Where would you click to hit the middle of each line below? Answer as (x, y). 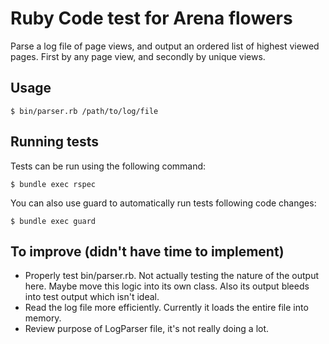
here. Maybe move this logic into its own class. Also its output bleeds (167, 286)
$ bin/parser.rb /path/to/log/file (84, 111)
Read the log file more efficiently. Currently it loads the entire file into (166, 308)
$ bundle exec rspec (53, 184)
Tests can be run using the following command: (108, 166)
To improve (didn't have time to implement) (147, 251)
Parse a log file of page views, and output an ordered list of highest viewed (165, 46)
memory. (43, 318)
